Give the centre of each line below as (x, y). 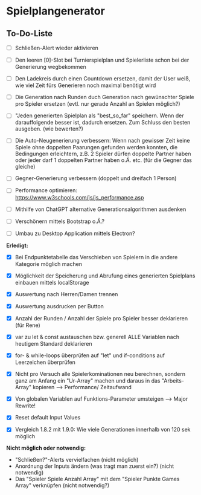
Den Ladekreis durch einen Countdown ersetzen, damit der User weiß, (103, 79)
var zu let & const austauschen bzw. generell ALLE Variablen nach (97, 337)
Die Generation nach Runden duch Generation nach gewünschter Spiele (104, 97)
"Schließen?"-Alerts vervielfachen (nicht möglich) (77, 460)
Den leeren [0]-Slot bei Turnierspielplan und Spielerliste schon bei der (102, 60)
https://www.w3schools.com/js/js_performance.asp (79, 197)
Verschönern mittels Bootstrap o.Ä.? (59, 221)
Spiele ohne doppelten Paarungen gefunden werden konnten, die (96, 147)
